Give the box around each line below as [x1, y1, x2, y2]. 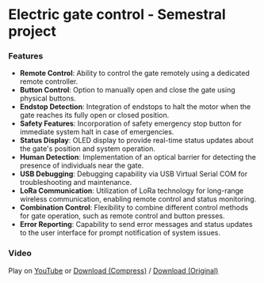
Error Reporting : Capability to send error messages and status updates [19, 220, 253, 229]
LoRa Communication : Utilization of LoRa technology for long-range [19, 186, 244, 195]
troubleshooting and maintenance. [19, 178, 132, 187]
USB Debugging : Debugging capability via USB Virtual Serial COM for [19, 169, 248, 179]
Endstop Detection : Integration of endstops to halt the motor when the [19, 102, 251, 111]
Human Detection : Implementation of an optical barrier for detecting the [19, 153, 256, 162]
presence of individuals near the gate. [19, 160, 144, 171]
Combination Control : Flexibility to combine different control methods [19, 203, 248, 213]
